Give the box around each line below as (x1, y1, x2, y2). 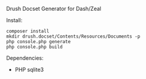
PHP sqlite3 (14, 66, 44, 73)
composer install (6, 28, 50, 34)
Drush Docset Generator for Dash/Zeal (6, 5, 102, 12)
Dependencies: (6, 54, 44, 62)
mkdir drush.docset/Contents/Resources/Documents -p (6, 34, 141, 39)
